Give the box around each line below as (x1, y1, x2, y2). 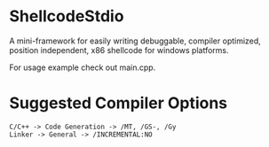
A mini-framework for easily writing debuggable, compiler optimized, (9, 35, 262, 46)
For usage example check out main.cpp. (9, 62, 156, 73)
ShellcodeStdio (9, 6, 124, 27)
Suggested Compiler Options (9, 93, 228, 113)
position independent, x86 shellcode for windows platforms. (9, 44, 229, 55)
